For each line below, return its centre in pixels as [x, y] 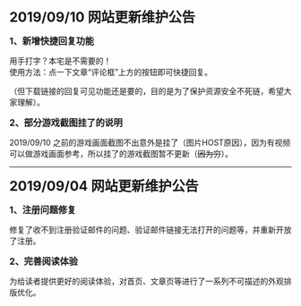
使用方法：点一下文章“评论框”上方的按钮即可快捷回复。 [111, 72]
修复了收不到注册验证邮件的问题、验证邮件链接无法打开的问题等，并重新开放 [150, 229]
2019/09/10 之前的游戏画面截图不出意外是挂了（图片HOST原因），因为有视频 [150, 142]
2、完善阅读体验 [44, 261]
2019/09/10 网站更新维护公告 [102, 17]
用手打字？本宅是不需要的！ [60, 61]
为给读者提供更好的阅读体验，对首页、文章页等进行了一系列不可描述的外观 [146, 281]
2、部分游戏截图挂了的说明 [66, 123]
